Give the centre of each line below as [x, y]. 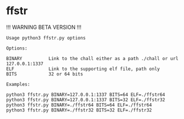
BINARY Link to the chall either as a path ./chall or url [92, 58]
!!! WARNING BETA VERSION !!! [44, 27]
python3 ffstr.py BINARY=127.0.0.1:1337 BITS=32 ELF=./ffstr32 [86, 100]
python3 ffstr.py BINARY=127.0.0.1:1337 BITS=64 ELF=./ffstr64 [86, 95]
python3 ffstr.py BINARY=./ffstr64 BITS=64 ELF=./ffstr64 [79, 105]
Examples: [18, 84]
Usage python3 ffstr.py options [46, 38]
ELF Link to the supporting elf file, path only [83, 69]
